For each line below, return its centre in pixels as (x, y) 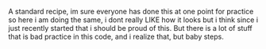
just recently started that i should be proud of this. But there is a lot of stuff (130, 28)
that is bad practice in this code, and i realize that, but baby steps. (116, 36)
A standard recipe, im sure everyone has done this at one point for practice (131, 11)
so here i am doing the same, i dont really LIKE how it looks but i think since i (133, 20)
